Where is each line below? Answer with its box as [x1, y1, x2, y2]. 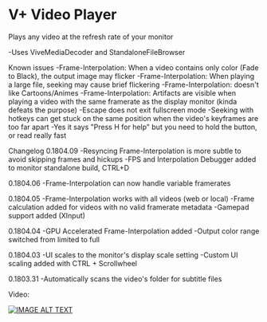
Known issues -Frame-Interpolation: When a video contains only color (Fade [8, 62, 259, 73]
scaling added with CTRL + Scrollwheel [8, 258, 138, 268]
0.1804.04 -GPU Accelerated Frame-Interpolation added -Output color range [8, 226, 260, 236]
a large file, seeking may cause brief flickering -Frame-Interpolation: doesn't [8, 80, 259, 89]
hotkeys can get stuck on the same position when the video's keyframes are [8, 113, 259, 123]
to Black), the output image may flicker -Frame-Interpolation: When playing [8, 71, 255, 80]
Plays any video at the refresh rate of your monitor [8, 32, 174, 41]
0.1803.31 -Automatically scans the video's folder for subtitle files [8, 273, 222, 284]
